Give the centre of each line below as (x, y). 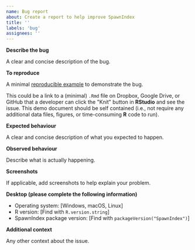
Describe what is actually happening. (51, 160)
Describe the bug (28, 50)
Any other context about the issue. (48, 241)
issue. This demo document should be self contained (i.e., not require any (95, 108)
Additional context (29, 229)
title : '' (18, 22)
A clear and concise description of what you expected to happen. (85, 137)
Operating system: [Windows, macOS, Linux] (69, 206)
